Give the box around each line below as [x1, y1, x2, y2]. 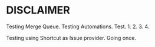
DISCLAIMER [6, 4, 71, 17]
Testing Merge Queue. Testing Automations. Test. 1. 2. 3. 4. [6, 23, 150, 30]
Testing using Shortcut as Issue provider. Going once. [6, 34, 137, 41]
